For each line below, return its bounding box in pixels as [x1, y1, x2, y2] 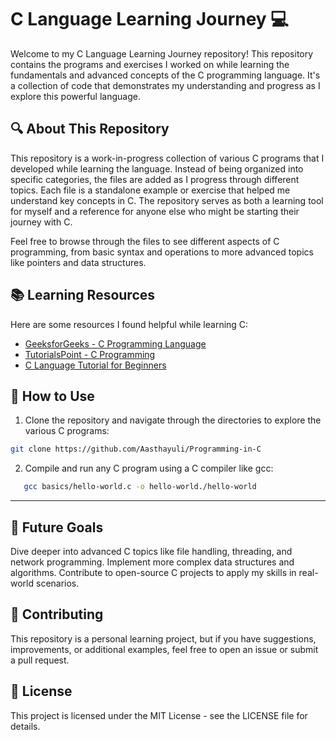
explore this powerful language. [10, 90, 141, 102]
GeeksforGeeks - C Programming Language [24, 337, 207, 350]
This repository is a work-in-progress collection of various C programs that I [10, 152, 325, 164]
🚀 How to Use [10, 387, 95, 405]
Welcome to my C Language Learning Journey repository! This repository [10, 47, 314, 60]
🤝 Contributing [10, 606, 104, 623]
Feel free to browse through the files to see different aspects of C [10, 235, 280, 247]
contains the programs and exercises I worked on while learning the [10, 58, 290, 70]
